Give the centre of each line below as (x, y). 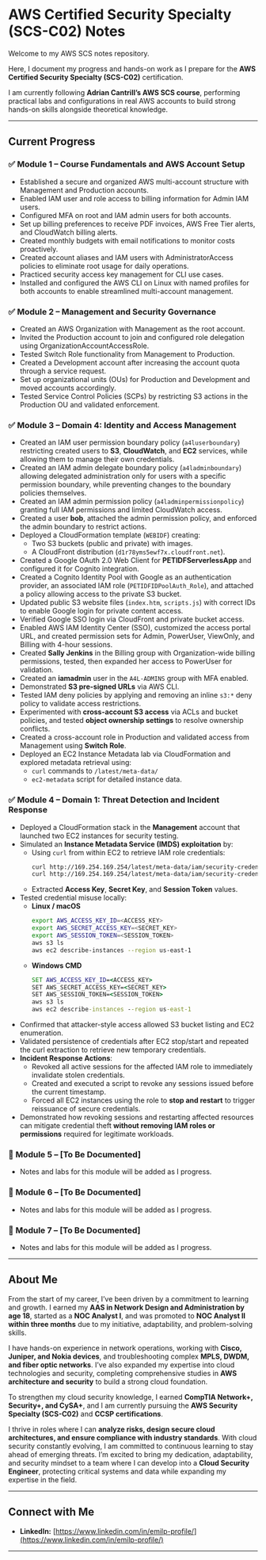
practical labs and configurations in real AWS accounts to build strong (122, 101)
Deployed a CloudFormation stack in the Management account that (130, 827)
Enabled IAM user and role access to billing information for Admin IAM (134, 198)
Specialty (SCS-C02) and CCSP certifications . (86, 1413)
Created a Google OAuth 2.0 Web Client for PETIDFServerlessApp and (135, 560)
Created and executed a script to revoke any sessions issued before (142, 1084)
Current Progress (52, 141)
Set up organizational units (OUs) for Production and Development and (135, 379)
